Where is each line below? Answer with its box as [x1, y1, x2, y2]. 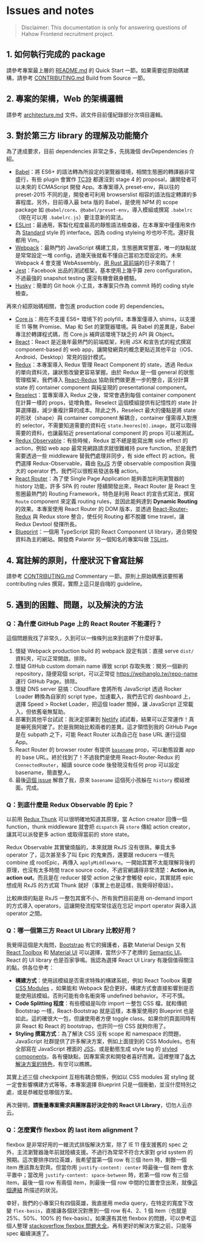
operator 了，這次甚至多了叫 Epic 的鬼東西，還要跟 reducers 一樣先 [6, 851, 175, 858]
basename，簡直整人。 [15, 769, 74, 776]
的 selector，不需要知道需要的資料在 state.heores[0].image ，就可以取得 [15, 422, 197, 429]
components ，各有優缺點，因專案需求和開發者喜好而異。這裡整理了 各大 [15, 1053, 195, 1060]
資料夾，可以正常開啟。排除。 [15, 654, 90, 662]
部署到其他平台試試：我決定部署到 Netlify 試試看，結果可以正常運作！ [15, 715, 189, 723]
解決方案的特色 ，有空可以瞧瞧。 [15, 1061, 95, 1068]
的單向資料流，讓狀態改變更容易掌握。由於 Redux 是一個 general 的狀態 [15, 369, 194, 376]
